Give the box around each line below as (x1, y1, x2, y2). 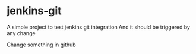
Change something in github (7, 41, 76, 48)
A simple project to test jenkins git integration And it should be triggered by (7, 23, 191, 31)
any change (7, 29, 36, 36)
